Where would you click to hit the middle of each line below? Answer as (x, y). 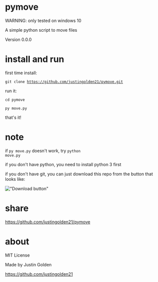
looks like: (15, 179)
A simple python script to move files (41, 30)
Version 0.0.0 (18, 39)
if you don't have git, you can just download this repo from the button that (79, 174)
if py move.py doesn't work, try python (43, 151)
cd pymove (15, 100)
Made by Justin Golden (29, 264)
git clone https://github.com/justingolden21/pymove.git (64, 82)
